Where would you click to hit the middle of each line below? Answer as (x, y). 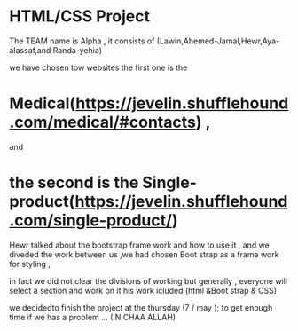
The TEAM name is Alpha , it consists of (82, 41)
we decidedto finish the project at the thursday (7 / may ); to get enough (141, 307)
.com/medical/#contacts (103, 122)
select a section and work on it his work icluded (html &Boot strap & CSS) (143, 290)
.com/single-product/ (91, 221)
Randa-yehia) (78, 50)
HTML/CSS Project (80, 16)
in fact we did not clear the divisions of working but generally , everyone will (149, 280)
